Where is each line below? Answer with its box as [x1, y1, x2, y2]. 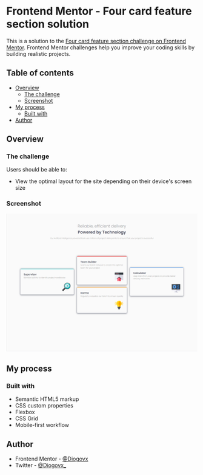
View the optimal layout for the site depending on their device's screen [15, 178, 192, 185]
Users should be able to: [6, 166, 68, 173]
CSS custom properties [15, 402, 74, 409]
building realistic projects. [6, 50, 71, 57]
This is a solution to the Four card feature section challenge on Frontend [6, 37, 187, 44]
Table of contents [6, 68, 74, 78]
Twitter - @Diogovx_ [15, 461, 67, 469]
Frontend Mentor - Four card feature [6, 4, 192, 18]
